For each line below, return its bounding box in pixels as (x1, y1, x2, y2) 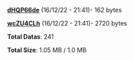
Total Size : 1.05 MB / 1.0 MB (7, 46, 87, 54)
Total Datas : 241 (7, 32, 54, 41)
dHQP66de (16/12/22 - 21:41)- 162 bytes (7, 6, 122, 14)
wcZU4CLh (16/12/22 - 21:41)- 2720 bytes (7, 19, 128, 27)
